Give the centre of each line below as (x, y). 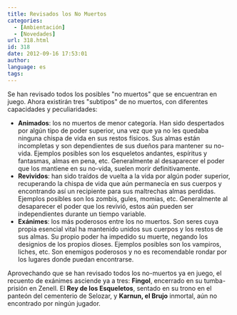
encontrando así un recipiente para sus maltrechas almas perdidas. (117, 191)
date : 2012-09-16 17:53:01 (47, 54)
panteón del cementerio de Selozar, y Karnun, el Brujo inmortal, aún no (112, 296)
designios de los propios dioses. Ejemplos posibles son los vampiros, (119, 244)
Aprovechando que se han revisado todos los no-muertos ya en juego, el (115, 273)
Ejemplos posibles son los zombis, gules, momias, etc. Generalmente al (123, 198)
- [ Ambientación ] (40, 27)
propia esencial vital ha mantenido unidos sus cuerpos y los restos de (120, 229)
